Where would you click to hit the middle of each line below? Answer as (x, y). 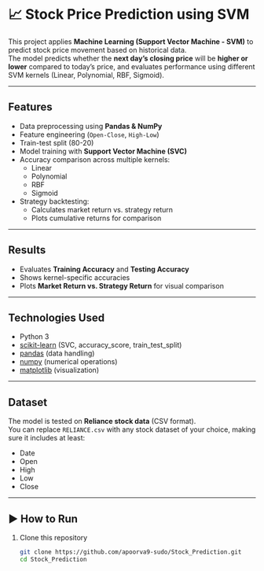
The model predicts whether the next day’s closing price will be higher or (128, 58)
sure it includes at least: (47, 438)
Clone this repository (53, 538)
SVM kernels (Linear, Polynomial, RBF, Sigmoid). (86, 75)
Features (30, 107)
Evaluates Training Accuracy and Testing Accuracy (104, 269)
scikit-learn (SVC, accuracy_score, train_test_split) (101, 345)
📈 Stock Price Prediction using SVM (129, 15)
